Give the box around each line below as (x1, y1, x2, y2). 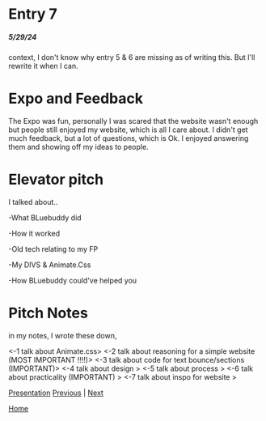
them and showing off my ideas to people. (8, 142, 149, 152)
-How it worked (8, 228, 61, 239)
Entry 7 (8, 5, 58, 23)
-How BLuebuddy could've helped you (8, 276, 137, 286)
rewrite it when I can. (8, 62, 78, 71)
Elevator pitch (8, 171, 103, 189)
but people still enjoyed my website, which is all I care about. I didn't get (8, 125, 248, 134)
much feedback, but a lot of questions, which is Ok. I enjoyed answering (8, 134, 249, 143)
